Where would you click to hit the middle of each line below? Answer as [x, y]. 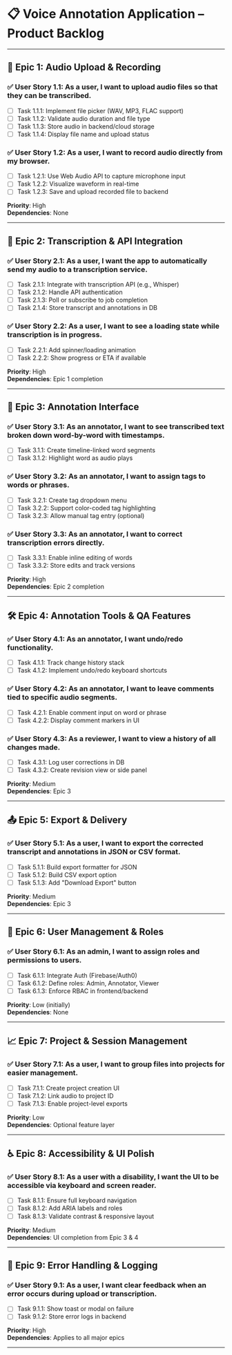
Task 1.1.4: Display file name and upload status [83, 134]
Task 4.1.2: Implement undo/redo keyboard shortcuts [92, 671]
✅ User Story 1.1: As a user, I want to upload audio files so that [113, 87]
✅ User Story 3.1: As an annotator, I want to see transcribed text [116, 427]
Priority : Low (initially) [39, 1005]
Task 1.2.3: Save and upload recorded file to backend [93, 192]
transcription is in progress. [55, 335]
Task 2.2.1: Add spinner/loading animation [76, 349]
